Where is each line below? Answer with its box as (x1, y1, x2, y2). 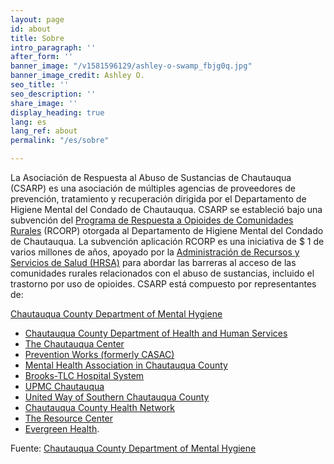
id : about (10, 24, 52, 34)
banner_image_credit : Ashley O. (10, 71, 145, 81)
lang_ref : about (10, 126, 78, 136)
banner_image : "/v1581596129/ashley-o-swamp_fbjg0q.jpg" (10, 61, 253, 71)
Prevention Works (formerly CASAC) (24, 349, 175, 360)
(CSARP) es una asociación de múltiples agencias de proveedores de (10, 182, 296, 194)
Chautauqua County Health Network (24, 402, 175, 413)
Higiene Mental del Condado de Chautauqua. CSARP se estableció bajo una (10, 204, 323, 215)
